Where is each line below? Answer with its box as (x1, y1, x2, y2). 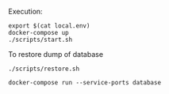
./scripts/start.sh (8, 36, 73, 43)
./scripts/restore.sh (8, 65, 80, 73)
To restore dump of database (8, 50, 104, 58)
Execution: (8, 7, 43, 16)
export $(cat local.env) (8, 22, 90, 30)
